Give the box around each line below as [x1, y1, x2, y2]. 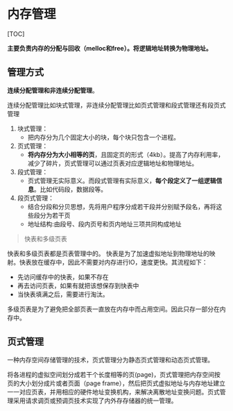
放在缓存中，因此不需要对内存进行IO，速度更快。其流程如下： [31, 258, 208, 266]
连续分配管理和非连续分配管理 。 [7, 86, 98, 94]
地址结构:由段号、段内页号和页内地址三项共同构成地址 [27, 219, 182, 228]
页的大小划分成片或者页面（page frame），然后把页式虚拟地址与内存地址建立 [7, 379, 225, 387]
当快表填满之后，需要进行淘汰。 [17, 290, 109, 299]
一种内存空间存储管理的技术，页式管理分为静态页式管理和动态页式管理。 [7, 355, 214, 364]
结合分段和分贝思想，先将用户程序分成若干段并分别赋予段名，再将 [27, 202, 216, 210]
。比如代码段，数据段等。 [33, 185, 107, 193]
